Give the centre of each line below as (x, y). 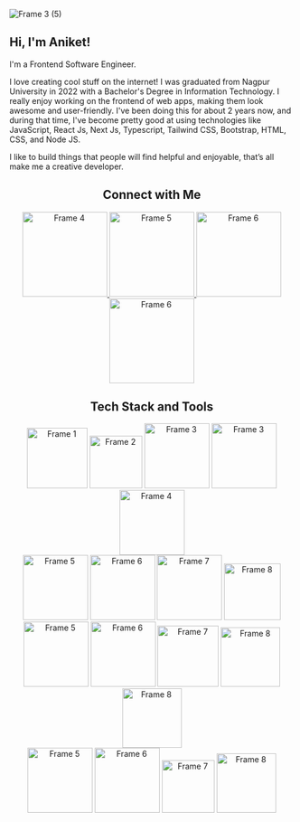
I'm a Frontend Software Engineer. (73, 64)
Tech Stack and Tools (152, 407)
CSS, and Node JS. (45, 139)
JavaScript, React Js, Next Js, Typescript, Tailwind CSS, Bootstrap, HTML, (148, 129)
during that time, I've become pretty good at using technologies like (136, 120)
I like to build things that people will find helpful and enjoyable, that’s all (142, 156)
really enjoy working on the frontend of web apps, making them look (136, 100)
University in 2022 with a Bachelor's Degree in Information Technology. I (145, 91)
